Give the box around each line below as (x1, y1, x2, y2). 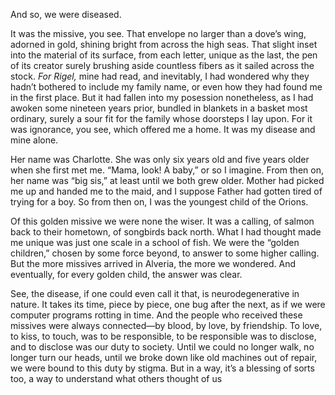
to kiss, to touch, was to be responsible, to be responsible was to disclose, (10, 330, 317, 342)
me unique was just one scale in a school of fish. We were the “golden (10, 237, 300, 248)
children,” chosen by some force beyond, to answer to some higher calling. (10, 247, 320, 259)
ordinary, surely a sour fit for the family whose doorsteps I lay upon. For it (10, 113, 313, 124)
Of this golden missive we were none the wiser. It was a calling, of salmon (10, 215, 315, 227)
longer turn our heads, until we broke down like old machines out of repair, (10, 352, 318, 363)
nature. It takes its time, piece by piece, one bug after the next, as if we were (10, 299, 326, 310)
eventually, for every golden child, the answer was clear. (10, 269, 243, 280)
